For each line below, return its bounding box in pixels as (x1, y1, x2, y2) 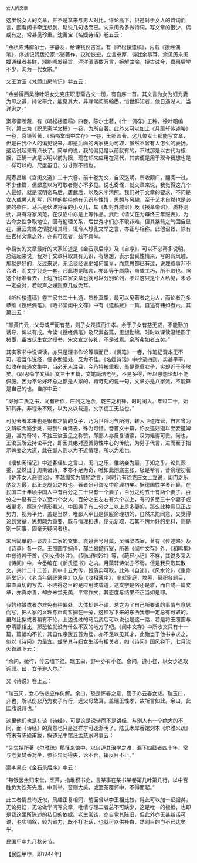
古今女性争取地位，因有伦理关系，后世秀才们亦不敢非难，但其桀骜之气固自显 (6, 218, 191, 225)
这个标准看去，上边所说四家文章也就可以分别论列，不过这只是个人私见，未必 (6, 274, 191, 281)
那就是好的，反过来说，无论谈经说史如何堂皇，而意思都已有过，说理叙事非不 (6, 260, 191, 267)
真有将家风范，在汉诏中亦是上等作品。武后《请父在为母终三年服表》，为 (16, 210, 189, 218)
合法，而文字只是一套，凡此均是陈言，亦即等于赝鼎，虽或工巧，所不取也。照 (6, 267, 191, 274)
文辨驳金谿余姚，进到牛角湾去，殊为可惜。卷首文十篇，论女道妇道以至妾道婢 (6, 424, 191, 431)
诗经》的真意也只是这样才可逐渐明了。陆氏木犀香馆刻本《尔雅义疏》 (26, 725, 191, 731)
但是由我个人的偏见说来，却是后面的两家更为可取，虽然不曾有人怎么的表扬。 (6, 140, 191, 147)
